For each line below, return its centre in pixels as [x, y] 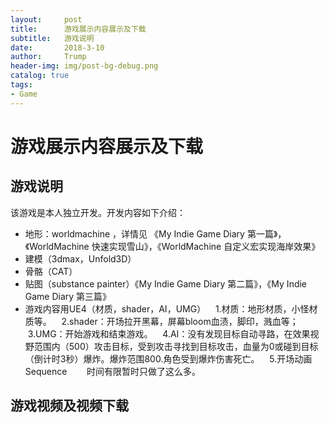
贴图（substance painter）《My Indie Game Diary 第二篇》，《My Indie [166, 283]
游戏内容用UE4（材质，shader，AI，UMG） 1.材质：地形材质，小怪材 [171, 308]
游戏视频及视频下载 [69, 406]
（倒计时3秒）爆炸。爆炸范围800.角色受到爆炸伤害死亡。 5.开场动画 [168, 358]
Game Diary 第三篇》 [68, 296]
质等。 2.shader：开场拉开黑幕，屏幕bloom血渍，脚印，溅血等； [161, 321]
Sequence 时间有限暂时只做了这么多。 [112, 371]
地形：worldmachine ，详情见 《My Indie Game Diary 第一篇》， [155, 233]
